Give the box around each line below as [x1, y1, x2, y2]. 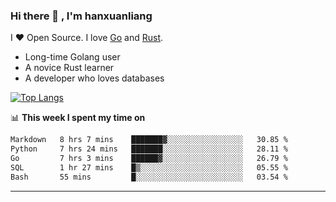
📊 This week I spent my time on [10, 112, 146, 124]
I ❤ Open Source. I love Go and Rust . [10, 32, 164, 44]
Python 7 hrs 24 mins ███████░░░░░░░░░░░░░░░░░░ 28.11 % [10, 144, 288, 154]
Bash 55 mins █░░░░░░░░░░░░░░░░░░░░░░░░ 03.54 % [10, 172, 288, 182]
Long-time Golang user [24, 51, 121, 63]
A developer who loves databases [24, 72, 165, 84]
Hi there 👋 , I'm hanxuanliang [10, 9, 153, 23]
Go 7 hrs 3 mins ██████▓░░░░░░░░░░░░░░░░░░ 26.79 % [10, 154, 288, 164]
